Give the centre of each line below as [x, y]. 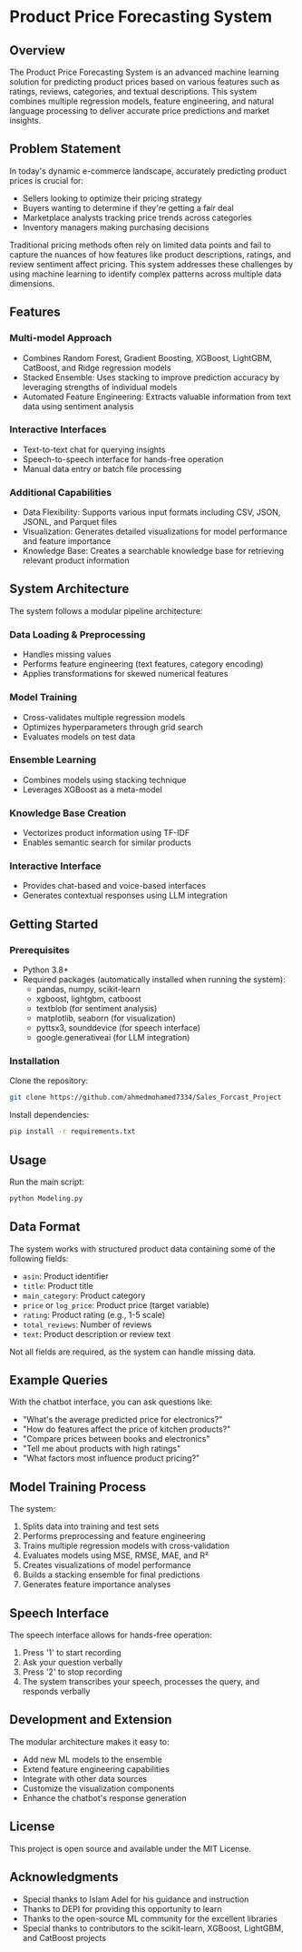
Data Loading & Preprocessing [78, 634]
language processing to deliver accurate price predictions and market [140, 111]
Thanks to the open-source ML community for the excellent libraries [150, 1918]
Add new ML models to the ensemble [92, 1759]
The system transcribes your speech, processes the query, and [141, 1682]
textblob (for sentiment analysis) [97, 1009]
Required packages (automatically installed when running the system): [154, 980]
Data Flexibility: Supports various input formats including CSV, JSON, [151, 512]
